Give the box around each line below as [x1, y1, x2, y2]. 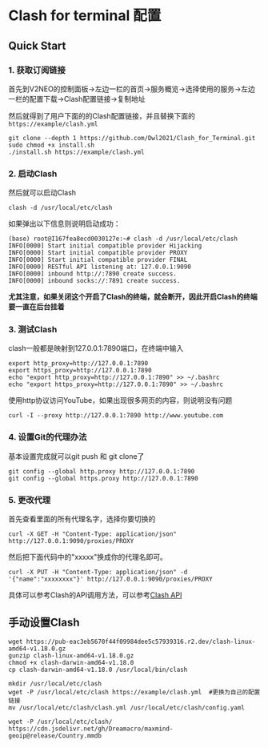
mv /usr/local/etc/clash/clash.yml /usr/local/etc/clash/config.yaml [8, 703, 246, 712]
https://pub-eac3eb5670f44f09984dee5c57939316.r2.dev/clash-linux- [26, 637, 256, 645]
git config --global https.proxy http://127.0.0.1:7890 [8, 474, 198, 482]
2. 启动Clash [8, 168, 58, 179]
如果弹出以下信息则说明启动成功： [8, 219, 121, 228]
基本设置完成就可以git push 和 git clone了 [8, 451, 145, 460]
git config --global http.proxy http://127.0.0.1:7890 [8, 467, 195, 476]
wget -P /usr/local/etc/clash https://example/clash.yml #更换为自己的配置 [8, 688, 261, 696]
